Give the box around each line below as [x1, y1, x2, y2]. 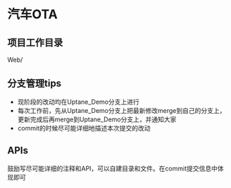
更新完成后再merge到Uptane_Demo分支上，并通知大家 [17, 115, 177, 123]
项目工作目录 [7, 36, 63, 48]
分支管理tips [7, 78, 62, 90]
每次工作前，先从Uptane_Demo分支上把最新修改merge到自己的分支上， [17, 106, 226, 114]
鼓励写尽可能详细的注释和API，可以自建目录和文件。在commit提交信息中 [7, 164, 218, 173]
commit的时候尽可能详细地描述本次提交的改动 [17, 123, 151, 132]
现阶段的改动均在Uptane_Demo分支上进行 [17, 98, 139, 106]
